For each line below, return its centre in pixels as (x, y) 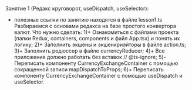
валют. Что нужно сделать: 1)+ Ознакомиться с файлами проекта (96, 32)
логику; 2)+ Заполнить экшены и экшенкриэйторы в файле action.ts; (100, 44)
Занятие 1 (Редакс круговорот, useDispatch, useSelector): (77, 8)
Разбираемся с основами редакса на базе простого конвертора (95, 26)
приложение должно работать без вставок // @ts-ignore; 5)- (90, 57)
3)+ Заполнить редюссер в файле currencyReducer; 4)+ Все (89, 51)
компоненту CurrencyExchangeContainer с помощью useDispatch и (98, 76)
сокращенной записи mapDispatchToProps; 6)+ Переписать (89, 69)
